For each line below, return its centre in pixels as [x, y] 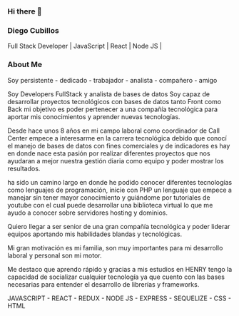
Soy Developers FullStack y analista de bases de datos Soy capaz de [109, 94]
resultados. [24, 168]
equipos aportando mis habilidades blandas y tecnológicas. [95, 234]
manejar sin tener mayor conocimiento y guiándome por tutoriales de [109, 197]
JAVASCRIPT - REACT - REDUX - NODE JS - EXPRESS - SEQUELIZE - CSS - [119, 298]
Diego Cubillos [33, 30]
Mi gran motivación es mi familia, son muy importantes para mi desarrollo [115, 248]
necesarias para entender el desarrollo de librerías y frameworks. [103, 284]
